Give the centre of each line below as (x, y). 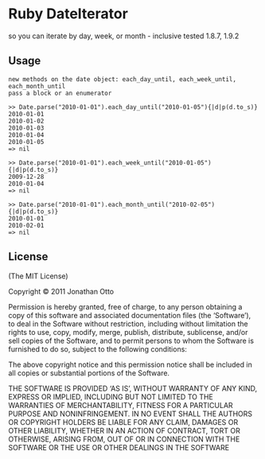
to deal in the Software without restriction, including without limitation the (128, 324)
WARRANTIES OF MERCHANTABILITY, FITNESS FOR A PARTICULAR (121, 405)
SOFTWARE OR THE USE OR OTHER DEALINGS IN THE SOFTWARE (119, 447)
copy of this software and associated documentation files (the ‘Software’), (130, 315)
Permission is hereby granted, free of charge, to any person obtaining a (125, 306)
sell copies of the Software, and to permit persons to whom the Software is (131, 340)
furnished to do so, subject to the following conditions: (97, 349)
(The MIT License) (39, 276)
